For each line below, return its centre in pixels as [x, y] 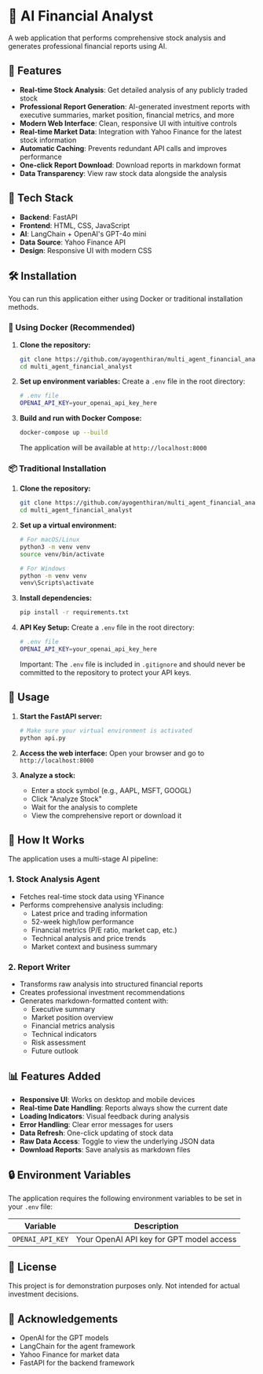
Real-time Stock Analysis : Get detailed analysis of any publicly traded [133, 90]
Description [156, 1225]
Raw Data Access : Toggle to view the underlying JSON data [117, 1141]
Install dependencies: [56, 598]
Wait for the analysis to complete [84, 807]
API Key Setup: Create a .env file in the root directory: [107, 627]
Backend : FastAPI [49, 217]
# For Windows [42, 568]
